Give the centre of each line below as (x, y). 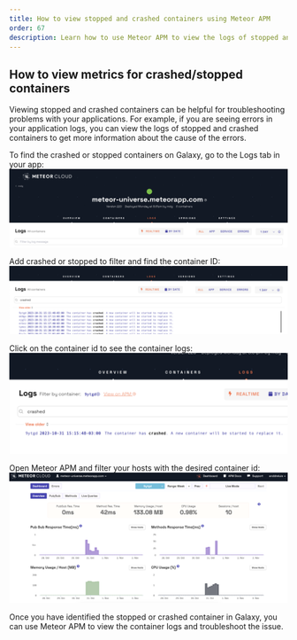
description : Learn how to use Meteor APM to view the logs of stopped (144, 37)
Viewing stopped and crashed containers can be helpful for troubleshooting (147, 110)
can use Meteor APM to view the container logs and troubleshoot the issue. (147, 627)
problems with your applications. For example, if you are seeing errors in (141, 119)
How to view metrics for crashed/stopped (126, 74)
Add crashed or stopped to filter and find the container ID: (115, 261)
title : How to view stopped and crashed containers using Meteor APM (140, 19)
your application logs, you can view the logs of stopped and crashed (134, 129)
